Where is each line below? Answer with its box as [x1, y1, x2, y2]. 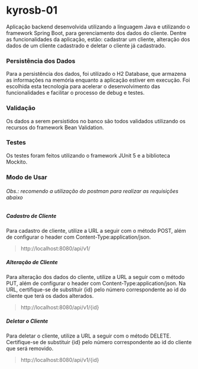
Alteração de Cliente [6, 258, 58, 265]
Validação [6, 104, 35, 113]
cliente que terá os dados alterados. [6, 293, 94, 300]
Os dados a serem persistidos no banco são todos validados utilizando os [6, 117, 186, 124]
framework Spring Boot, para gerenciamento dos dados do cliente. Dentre [6, 29, 187, 36]
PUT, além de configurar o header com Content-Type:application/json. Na [6, 280, 186, 287]
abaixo [6, 194, 23, 201]
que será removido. [6, 345, 54, 352]
